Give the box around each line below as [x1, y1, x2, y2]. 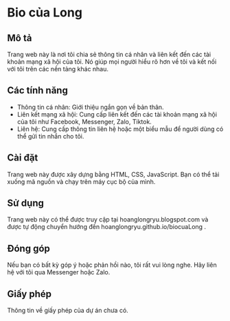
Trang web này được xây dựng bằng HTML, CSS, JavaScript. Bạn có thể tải [7, 170, 220, 178]
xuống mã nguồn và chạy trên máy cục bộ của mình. [7, 177, 156, 186]
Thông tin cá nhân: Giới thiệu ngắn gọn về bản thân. [16, 103, 164, 111]
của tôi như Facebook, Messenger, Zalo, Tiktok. [16, 117, 152, 126]
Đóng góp [7, 242, 50, 254]
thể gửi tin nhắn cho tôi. [16, 132, 84, 140]
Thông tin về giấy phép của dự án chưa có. [7, 307, 128, 315]
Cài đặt [7, 152, 38, 164]
